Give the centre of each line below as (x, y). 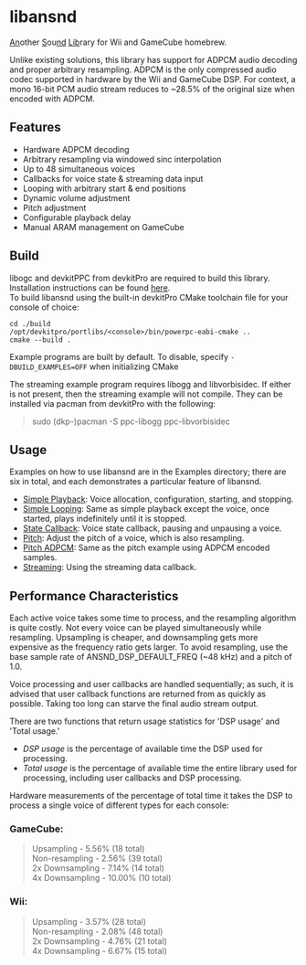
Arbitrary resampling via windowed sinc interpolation (122, 159)
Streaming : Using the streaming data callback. (110, 567)
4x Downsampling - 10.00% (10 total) (101, 878)
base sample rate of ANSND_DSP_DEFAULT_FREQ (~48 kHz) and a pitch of (151, 657)
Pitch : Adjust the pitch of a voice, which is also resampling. (133, 538)
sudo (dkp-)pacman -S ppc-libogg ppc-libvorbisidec (131, 421)
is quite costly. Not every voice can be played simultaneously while (136, 628)
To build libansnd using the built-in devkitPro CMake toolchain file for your (149, 297)
